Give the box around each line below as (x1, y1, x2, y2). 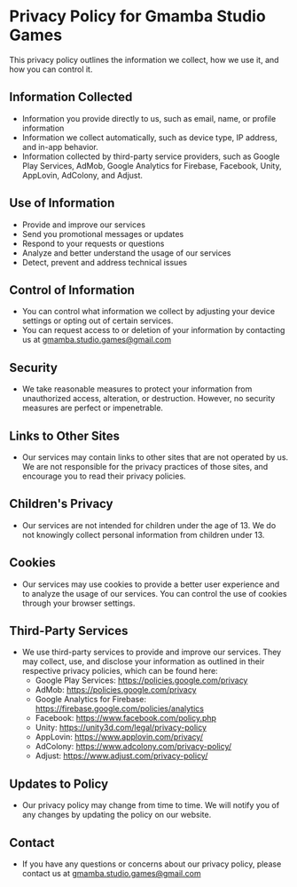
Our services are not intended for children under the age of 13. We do (21, 519, 277, 530)
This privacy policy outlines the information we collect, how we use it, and (9, 54, 279, 65)
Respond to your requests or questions (21, 238, 165, 249)
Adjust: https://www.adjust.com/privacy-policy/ (35, 750, 208, 761)
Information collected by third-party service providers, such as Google (21, 151, 280, 162)
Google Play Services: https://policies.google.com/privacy (35, 675, 248, 685)
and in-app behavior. (21, 141, 99, 152)
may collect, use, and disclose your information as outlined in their (21, 656, 265, 667)
